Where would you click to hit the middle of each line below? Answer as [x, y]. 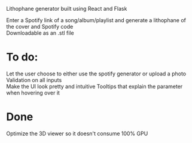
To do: [22, 57]
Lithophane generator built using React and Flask [67, 9]
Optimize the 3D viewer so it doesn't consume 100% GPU [77, 133]
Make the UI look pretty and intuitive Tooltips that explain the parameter [95, 86]
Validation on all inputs [34, 80]
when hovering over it [33, 93]
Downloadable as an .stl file [40, 33]
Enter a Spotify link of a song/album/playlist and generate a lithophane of [96, 20]
